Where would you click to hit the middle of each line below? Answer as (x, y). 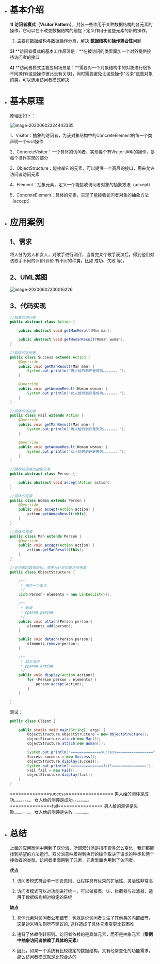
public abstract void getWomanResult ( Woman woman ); (72, 339)
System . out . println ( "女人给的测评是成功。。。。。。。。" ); (77, 393)
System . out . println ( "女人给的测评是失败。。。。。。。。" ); (77, 451)
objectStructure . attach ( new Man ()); (64, 739)
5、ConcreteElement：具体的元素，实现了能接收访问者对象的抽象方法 (79, 195)
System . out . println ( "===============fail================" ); (90, 766)
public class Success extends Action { (50, 357)
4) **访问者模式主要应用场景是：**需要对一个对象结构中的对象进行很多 (80, 67)
